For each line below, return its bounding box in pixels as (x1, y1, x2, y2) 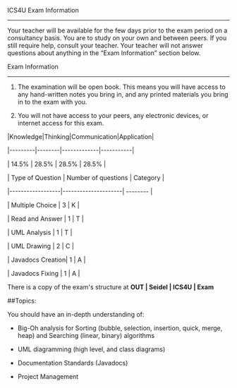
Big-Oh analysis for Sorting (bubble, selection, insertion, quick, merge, (17, 324, 223, 332)
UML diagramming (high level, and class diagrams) (17, 345, 166, 353)
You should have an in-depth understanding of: (7, 310, 145, 318)
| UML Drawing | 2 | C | (7, 242, 74, 250)
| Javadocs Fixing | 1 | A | (7, 269, 80, 277)
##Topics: (7, 296, 37, 305)
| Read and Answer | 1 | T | (7, 214, 85, 223)
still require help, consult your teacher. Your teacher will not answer (7, 42, 203, 49)
